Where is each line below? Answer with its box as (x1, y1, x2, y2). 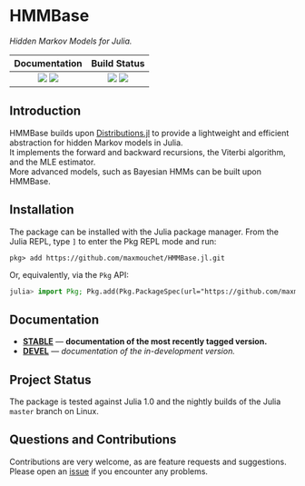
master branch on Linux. (9, 406, 100, 417)
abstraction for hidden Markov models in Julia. (9, 137, 183, 148)
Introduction (9, 104, 82, 119)
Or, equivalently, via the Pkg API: (9, 269, 130, 280)
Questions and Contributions (9, 432, 177, 448)
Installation (9, 202, 74, 218)
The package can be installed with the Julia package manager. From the (9, 226, 280, 237)
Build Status (91, 56, 145, 69)
